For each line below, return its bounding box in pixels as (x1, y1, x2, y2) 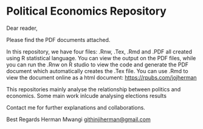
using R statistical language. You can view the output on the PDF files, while (6, 54, 196, 61)
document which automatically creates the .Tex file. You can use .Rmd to (6, 67, 188, 74)
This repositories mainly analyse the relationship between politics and (6, 85, 181, 92)
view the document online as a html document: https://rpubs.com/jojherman (6, 74, 197, 81)
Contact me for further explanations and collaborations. (6, 103, 146, 111)
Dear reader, (6, 24, 38, 32)
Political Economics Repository (6, 4, 167, 18)
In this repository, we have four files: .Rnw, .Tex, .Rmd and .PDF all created (6, 47, 193, 55)
